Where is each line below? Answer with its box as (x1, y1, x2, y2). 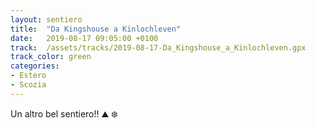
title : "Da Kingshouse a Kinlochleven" (10, 24, 182, 34)
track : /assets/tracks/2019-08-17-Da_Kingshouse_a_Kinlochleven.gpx (10, 42, 307, 53)
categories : (10, 61, 60, 71)
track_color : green (10, 52, 92, 62)
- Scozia (10, 80, 47, 90)
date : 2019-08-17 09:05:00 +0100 (10, 33, 159, 43)
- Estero (10, 71, 47, 81)
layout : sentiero (10, 14, 83, 25)
